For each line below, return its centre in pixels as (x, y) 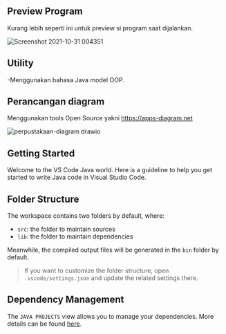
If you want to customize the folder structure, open (96, 271)
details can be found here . (45, 324)
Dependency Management (66, 300)
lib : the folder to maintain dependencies (75, 236)
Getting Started (41, 153)
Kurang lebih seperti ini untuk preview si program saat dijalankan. (100, 28)
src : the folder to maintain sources (66, 229)
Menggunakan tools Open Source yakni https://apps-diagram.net (100, 118)
